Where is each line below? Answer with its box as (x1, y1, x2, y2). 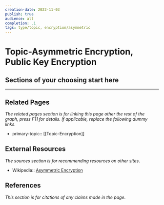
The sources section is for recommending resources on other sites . (5, 158, 140, 164)
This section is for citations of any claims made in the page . (5, 194, 126, 200)
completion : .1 (5, 20, 36, 26)
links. (5, 121, 16, 127)
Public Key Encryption (5, 56, 97, 68)
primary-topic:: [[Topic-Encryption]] (12, 130, 84, 136)
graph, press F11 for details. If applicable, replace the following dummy (5, 116, 148, 122)
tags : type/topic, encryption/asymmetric (5, 25, 91, 30)
